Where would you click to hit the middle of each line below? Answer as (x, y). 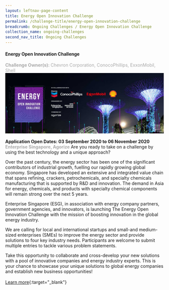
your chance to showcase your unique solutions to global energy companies (84, 266)
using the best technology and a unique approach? (58, 152)
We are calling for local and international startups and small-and (72, 230)
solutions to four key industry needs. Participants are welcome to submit (80, 240)
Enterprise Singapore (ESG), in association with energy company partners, (82, 204)
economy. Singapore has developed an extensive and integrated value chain (84, 173)
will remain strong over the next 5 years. (47, 194)
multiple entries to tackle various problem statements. (61, 246)
